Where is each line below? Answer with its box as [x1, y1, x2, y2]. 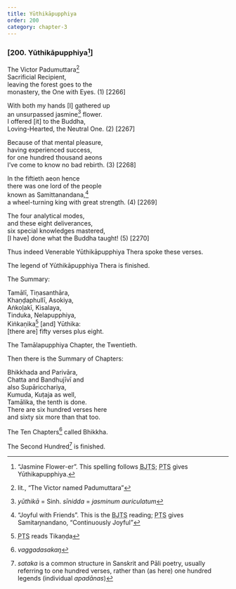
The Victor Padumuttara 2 [7, 64, 80, 74]
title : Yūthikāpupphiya [7, 10, 77, 18]
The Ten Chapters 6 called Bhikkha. [7, 426, 108, 436]
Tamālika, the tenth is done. [7, 398, 88, 406]
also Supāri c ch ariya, [7, 382, 67, 391]
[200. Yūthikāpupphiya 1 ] [7, 46, 93, 58]
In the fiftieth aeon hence [7, 174, 80, 183]
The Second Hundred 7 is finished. [7, 441, 105, 451]
